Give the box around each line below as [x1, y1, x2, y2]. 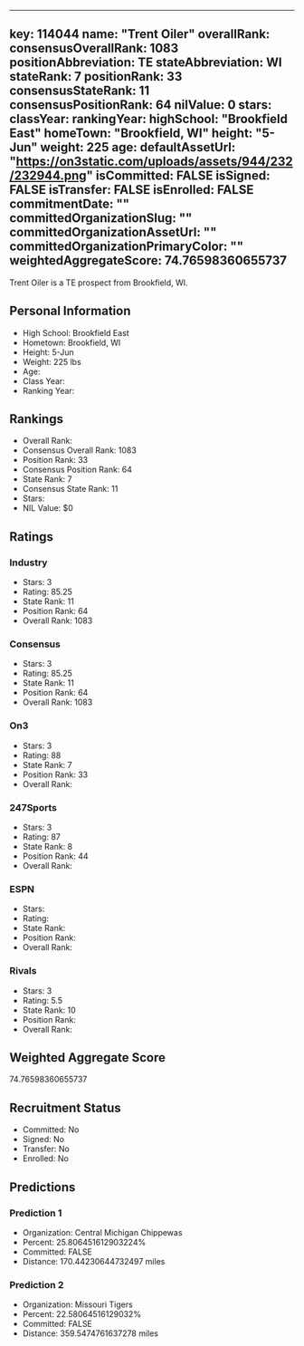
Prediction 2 [9, 1278, 64, 1291]
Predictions [9, 1179, 76, 1195]
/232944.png [9, 168, 88, 184]
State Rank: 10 [22, 1005, 77, 1015]
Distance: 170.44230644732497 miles [22, 1255, 166, 1266]
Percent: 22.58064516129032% [22, 1309, 142, 1320]
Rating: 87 [22, 832, 61, 842]
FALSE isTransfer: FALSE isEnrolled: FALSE [9, 182, 254, 197]
